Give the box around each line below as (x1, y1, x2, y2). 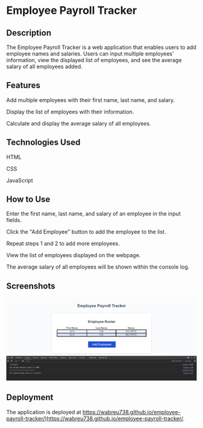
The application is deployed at (6, 408, 82, 415)
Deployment (6, 392, 54, 403)
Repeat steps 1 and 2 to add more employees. (6, 240, 120, 248)
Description (6, 28, 51, 38)
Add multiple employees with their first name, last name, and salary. (6, 96, 175, 103)
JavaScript (6, 176, 33, 184)
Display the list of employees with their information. (6, 108, 134, 115)
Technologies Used (6, 137, 80, 148)
